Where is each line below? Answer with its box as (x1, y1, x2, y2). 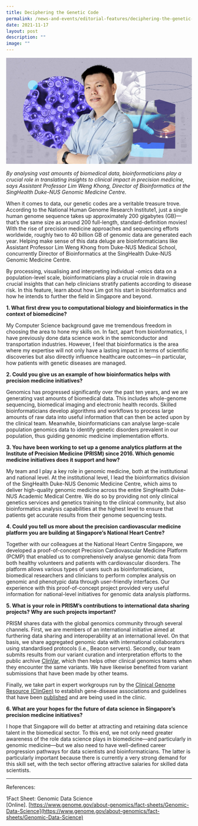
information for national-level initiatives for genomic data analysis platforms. (6, 590, 191, 597)
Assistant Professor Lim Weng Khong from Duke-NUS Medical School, (6, 243, 177, 250)
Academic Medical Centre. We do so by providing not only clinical (18, 493, 179, 500)
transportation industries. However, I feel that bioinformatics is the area (6, 341, 179, 348)
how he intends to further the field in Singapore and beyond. (6, 292, 153, 300)
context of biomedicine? (6, 310, 67, 318)
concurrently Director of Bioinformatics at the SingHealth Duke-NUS (6, 250, 172, 257)
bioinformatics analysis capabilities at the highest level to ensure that (6, 505, 174, 512)
